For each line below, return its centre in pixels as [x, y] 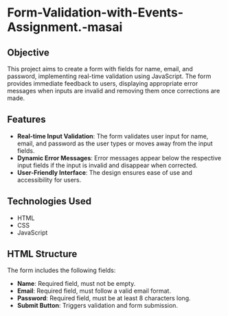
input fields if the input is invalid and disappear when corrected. [107, 165]
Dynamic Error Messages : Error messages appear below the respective [119, 158]
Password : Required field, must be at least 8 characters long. [104, 298]
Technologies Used [49, 201]
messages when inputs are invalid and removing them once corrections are [114, 91]
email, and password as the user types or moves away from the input [115, 143]
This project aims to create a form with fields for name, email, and [100, 69]
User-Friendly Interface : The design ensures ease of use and [104, 172]
